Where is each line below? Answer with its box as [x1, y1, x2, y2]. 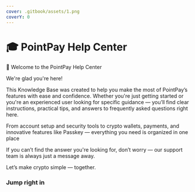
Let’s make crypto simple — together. [6, 164, 96, 171]
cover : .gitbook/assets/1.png [6, 8, 80, 15]
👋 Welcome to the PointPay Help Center [6, 64, 102, 71]
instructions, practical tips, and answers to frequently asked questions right [6, 105, 189, 112]
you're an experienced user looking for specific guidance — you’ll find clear [6, 99, 189, 106]
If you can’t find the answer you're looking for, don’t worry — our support [6, 146, 183, 153]
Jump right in [6, 179, 45, 187]
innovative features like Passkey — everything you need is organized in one [6, 129, 189, 136]
